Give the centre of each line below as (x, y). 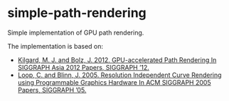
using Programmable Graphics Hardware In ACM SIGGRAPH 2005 (114, 82)
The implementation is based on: (55, 46)
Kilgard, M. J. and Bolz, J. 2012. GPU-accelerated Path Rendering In (117, 60)
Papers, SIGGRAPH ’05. (52, 90)
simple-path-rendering (77, 13)
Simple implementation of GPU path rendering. (76, 32)
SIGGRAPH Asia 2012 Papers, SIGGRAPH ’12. (83, 67)
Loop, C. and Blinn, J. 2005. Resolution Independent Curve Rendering (119, 75)
